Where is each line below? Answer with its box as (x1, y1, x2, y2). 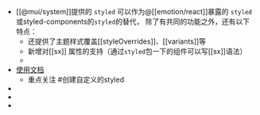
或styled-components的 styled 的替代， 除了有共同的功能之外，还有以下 (15, 17, 250, 26)
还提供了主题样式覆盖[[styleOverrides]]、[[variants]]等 (27, 36, 207, 46)
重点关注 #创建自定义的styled (27, 75, 125, 84)
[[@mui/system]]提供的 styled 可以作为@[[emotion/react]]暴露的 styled (15, 7, 253, 16)
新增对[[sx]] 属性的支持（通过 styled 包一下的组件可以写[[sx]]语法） (27, 47, 247, 56)
